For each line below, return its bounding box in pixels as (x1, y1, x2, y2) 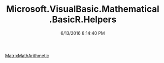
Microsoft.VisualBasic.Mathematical (6, 3, 160, 15)
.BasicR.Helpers (49, 14, 117, 25)
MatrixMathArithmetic (5, 53, 49, 59)
